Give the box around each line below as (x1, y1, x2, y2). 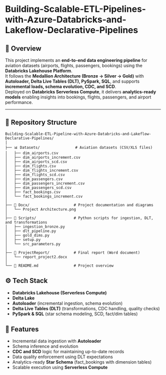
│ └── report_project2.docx (5, 254, 68, 259)
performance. (5, 99, 33, 105)
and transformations (5, 220, 48, 225)
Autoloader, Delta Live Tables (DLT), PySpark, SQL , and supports (5, 78, 140, 84)
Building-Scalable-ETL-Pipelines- (5, 3, 146, 15)
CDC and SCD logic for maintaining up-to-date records (12, 349, 124, 355)
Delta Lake (12, 295, 35, 301)
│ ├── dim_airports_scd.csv (5, 159, 68, 164)
